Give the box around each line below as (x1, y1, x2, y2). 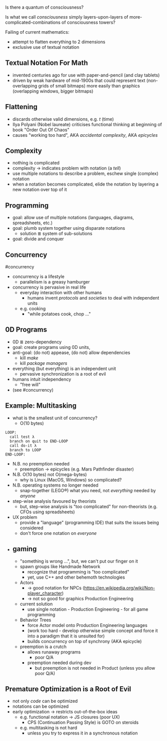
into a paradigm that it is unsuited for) (27, 633, 105, 639)
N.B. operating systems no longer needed (12, 482, 98, 488)
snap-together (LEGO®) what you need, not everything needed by (19, 487, 156, 493)
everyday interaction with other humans (19, 290, 102, 296)
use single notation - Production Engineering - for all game (27, 606, 148, 612)
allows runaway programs (27, 649, 81, 655)
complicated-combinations (5, 20, 61, 25)
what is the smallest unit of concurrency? (12, 415, 97, 421)
